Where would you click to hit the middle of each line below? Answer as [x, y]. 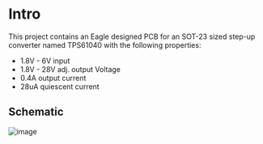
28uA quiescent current [59, 87]
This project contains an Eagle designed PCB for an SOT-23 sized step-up [132, 36]
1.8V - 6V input [45, 61]
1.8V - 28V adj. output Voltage [70, 69]
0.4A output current [53, 78]
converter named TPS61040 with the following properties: [105, 44]
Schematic [36, 112]
